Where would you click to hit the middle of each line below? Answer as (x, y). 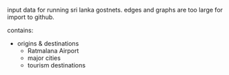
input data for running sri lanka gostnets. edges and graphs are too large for (115, 10)
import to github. (31, 17)
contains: (20, 30)
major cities (44, 58)
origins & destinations (48, 43)
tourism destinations (57, 65)
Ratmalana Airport (53, 51)
